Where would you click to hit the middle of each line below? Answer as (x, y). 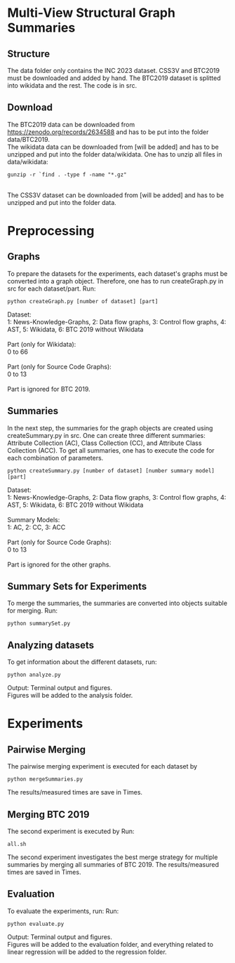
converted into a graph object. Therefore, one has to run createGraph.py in (115, 281)
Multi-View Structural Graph (91, 13)
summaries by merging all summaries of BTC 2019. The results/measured (113, 865)
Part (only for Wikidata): (42, 344)
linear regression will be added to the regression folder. (87, 952)
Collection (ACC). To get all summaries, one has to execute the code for (111, 450)
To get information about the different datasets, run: (82, 662)
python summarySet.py (39, 624)
